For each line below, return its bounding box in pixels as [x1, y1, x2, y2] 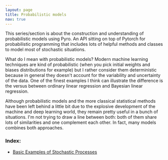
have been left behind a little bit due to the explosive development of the [5, 104, 155, 110]
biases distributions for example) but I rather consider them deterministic [5, 67, 157, 73]
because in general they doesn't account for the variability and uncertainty [5, 72, 160, 78]
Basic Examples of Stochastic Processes [12, 149, 97, 155]
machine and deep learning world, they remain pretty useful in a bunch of [5, 109, 158, 115]
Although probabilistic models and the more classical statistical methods [5, 98, 156, 104]
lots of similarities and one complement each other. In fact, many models [5, 119, 156, 126]
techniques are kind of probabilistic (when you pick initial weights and [5, 61, 150, 68]
